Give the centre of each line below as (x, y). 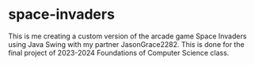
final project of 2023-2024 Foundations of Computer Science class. (119, 52)
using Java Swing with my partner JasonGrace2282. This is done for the (126, 44)
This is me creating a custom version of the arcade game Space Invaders (127, 36)
